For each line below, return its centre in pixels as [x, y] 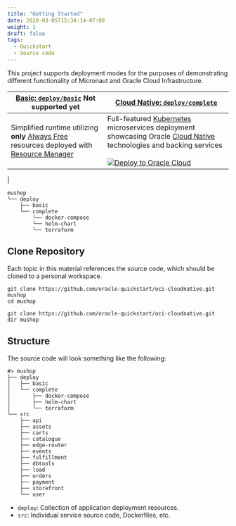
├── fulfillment [44, 457]
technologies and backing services [165, 145]
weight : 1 [22, 27]
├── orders [36, 476]
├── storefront [42, 488]
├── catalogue [40, 439]
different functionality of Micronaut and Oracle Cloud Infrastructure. [105, 80]
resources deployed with [52, 145]
